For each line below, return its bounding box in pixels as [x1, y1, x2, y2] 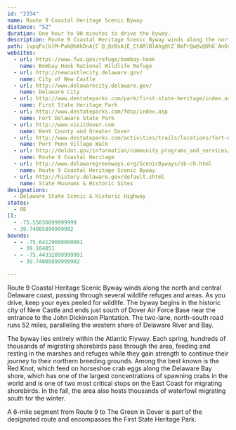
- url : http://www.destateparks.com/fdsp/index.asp [13, 108, 169, 115]
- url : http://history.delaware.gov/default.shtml [13, 173, 165, 180]
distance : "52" [7, 23, 52, 30]
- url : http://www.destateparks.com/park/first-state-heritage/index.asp [13, 95, 234, 102]
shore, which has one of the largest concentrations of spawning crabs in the [7, 371, 228, 379]
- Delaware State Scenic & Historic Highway [13, 193, 146, 200]
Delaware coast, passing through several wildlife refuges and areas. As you [7, 290, 226, 299]
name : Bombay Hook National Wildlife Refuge [20, 62, 152, 69]
